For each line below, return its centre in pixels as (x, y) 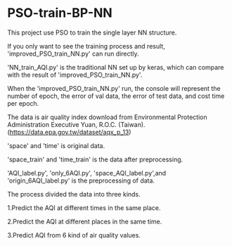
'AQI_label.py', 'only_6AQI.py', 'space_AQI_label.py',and (87, 173)
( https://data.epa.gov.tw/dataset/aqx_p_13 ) (69, 132)
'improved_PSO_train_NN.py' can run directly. (73, 54)
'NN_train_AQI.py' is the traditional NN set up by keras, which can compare (116, 67)
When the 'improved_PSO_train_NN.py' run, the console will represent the (114, 88)
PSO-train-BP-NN (60, 13)
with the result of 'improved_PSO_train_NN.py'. (75, 75)
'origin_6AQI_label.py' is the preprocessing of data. (81, 180)
